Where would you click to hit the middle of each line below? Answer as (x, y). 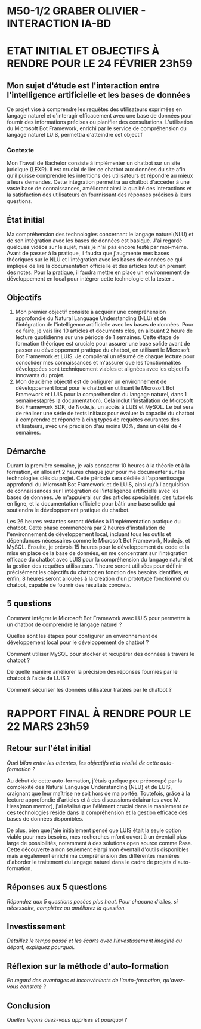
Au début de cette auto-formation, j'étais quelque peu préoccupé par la (95, 781)
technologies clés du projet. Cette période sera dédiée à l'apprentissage (95, 478)
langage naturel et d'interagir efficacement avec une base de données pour (100, 116)
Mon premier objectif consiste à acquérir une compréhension (91, 312)
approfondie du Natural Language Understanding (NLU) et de (91, 318)
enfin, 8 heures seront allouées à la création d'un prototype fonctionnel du (98, 578)
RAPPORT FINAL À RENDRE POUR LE (99, 714)
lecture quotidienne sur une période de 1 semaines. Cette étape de (97, 337)
